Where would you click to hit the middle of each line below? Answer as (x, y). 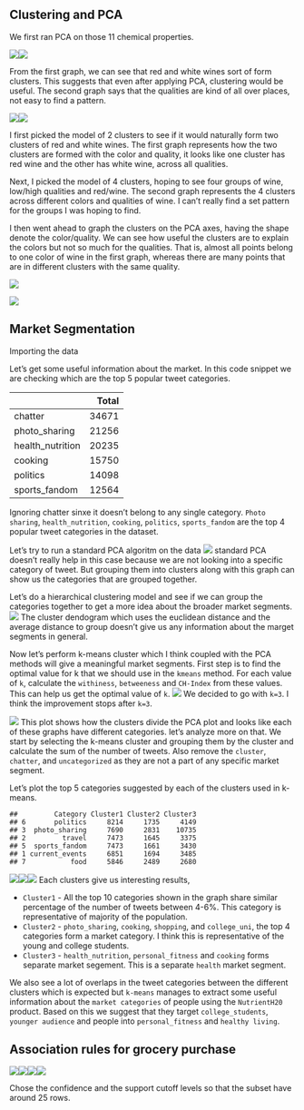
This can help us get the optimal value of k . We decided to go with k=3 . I (149, 693)
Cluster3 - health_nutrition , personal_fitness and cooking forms (146, 955)
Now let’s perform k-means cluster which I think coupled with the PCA (141, 653)
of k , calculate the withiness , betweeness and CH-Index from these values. (146, 683)
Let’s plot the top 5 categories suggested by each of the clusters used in (145, 788)
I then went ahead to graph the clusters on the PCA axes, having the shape (149, 228)
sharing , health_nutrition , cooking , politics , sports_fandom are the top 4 (147, 522)
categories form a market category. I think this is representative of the (153, 936)
